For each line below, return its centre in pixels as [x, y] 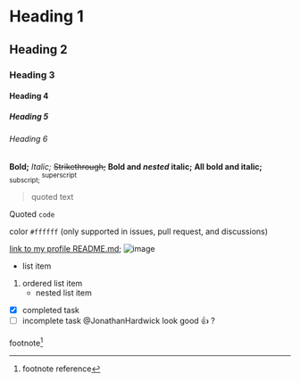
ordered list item [52, 284]
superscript [59, 175]
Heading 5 [29, 116]
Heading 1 [47, 17]
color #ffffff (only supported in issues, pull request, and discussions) [139, 232]
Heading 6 [29, 139]
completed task [51, 311]
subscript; [25, 180]
